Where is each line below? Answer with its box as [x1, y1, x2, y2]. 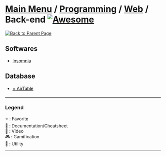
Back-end [5, 14, 46, 25]
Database [5, 72, 36, 80]
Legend [5, 104, 24, 111]
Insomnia [12, 58, 31, 64]
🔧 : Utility [5, 141, 24, 147]
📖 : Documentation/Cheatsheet [5, 122, 68, 129]
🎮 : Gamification [5, 133, 40, 139]
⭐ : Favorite [5, 116, 29, 121]
